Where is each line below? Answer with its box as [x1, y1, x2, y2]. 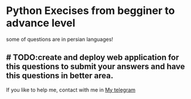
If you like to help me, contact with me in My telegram [6, 86, 136, 93]
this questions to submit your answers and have [6, 62, 186, 72]
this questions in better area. [6, 71, 114, 81]
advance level [6, 16, 76, 30]
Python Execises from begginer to [6, 4, 175, 17]
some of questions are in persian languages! [6, 36, 113, 43]
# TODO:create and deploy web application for [6, 52, 179, 62]
